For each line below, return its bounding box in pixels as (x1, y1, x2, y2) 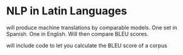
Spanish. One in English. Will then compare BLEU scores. (6, 30, 148, 37)
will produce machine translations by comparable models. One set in (6, 24, 178, 31)
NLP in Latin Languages (6, 4, 127, 18)
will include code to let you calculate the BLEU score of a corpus (6, 42, 168, 49)
